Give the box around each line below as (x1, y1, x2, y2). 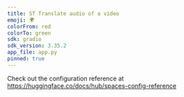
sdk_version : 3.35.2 (7, 42, 67, 49)
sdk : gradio (7, 36, 42, 43)
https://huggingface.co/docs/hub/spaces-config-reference (7, 81, 177, 90)
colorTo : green (7, 29, 51, 37)
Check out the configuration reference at (7, 74, 124, 82)
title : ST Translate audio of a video (7, 10, 119, 17)
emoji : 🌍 (7, 17, 35, 24)
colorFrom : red (7, 23, 51, 30)
